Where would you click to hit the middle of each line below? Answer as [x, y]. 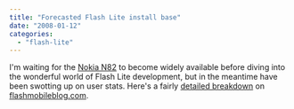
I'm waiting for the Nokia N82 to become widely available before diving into [147, 67]
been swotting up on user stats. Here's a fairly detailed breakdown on [137, 86]
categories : [31, 34]
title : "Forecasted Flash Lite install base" [95, 17]
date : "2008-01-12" [45, 26]
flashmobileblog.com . [49, 96]
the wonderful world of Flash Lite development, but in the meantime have [143, 77]
